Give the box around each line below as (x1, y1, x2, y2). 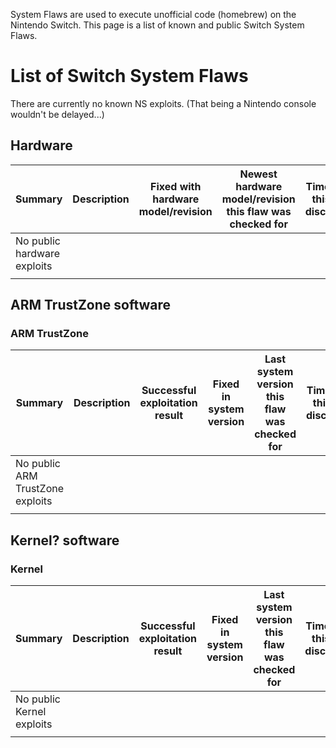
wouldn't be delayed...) (10, 108, 105, 120)
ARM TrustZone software (10, 297, 172, 314)
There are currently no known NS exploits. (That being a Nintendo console (10, 97, 317, 109)
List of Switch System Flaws (10, 65, 249, 88)
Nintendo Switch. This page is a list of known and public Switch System (10, 19, 305, 31)
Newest (239, 167, 278, 181)
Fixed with (150, 179, 202, 193)
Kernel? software (10, 532, 120, 549)
